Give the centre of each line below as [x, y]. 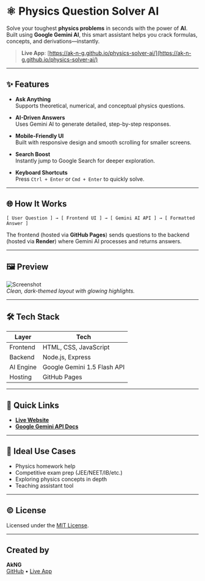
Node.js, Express [67, 357]
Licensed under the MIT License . [48, 525]
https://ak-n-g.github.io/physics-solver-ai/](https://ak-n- [120, 53]
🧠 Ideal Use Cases [41, 451]
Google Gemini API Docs [47, 426]
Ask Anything [33, 99]
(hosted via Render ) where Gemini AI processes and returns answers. [94, 241]
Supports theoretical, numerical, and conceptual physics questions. [100, 106]
